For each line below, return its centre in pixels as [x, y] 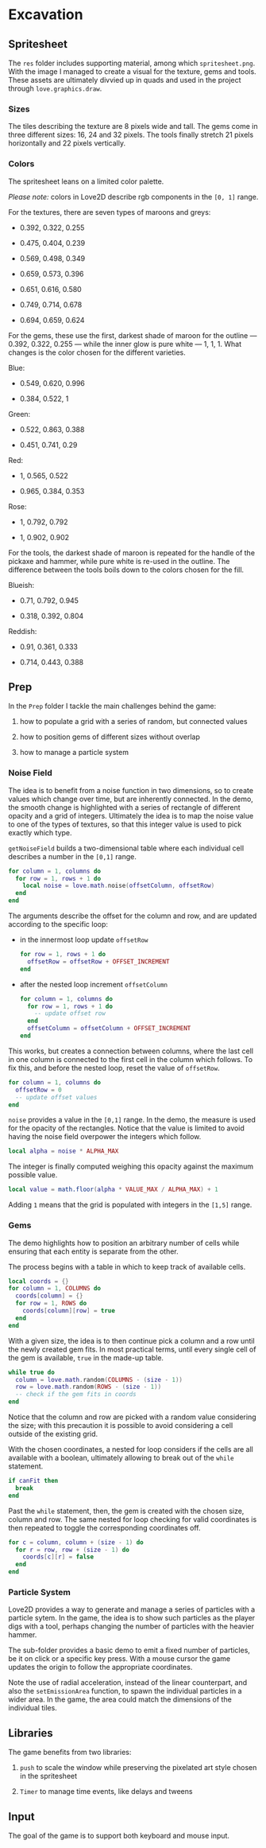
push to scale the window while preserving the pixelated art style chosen [138, 1768]
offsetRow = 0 [39, 1090]
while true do [32, 1372]
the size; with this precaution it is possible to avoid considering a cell [121, 1425]
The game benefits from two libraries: [70, 1753]
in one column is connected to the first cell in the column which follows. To [130, 1059]
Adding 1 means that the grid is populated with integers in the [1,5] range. [130, 1205]
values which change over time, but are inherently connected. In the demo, [131, 799]
